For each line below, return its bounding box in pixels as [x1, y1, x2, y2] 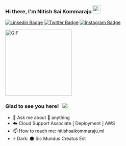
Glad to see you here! [5, 103, 59, 110]
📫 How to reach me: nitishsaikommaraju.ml [12, 128, 105, 134]
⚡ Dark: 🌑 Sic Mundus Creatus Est [12, 135, 86, 141]
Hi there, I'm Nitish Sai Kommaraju [5, 8, 92, 15]
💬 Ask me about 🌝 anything [12, 114, 70, 121]
